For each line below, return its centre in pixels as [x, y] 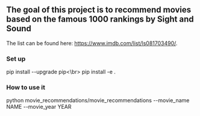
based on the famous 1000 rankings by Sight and [100, 20]
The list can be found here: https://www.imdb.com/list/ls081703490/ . [92, 43]
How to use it [26, 88]
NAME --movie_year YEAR [39, 107]
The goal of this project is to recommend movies [99, 10]
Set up [16, 58]
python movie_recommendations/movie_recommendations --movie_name [98, 100]
